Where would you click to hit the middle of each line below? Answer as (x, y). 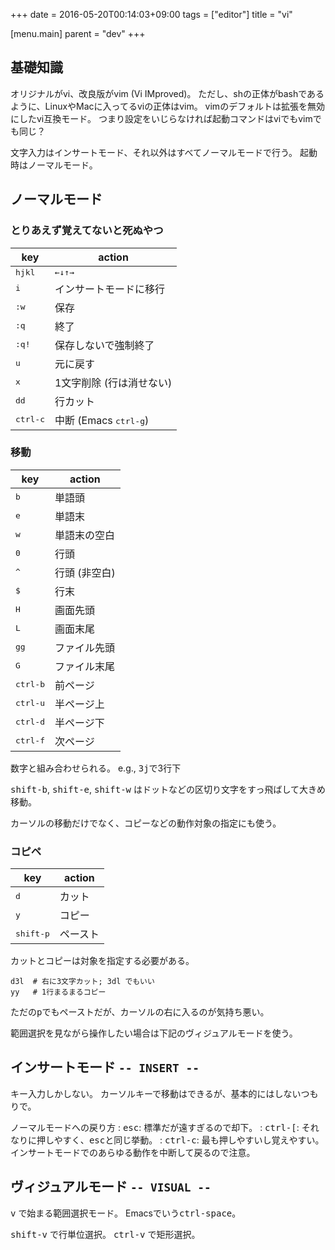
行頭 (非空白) (85, 572)
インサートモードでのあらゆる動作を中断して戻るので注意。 (133, 1152)
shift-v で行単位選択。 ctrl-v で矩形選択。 (105, 1234)
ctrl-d (30, 722)
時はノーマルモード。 (54, 165)
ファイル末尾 (84, 666)
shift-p (32, 933)
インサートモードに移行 (109, 289)
